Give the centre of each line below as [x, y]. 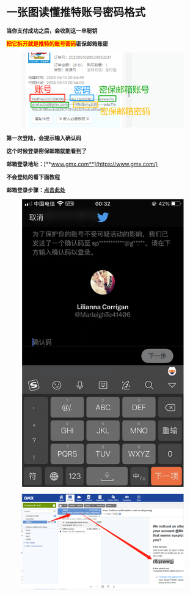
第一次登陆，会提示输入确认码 [44, 138]
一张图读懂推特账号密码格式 [76, 13]
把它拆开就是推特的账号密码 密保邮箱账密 [57, 43]
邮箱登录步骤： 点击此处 [36, 190]
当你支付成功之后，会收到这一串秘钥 [52, 31]
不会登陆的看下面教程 [33, 177]
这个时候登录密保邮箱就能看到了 [46, 151]
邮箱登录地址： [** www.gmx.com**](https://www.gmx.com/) [82, 164]
